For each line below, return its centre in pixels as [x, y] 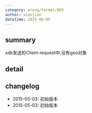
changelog [22, 86]
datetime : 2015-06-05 [28, 19]
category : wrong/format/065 [35, 10]
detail [14, 69]
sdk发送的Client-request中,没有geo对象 [46, 53]
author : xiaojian [23, 15]
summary [21, 40]
